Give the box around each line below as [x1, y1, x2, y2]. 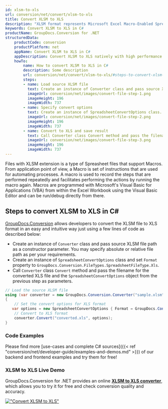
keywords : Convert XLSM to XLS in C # [5, 26, 84, 31]
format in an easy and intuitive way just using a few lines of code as [5, 226, 145, 232]
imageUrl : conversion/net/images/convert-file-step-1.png [27, 91, 151, 96]
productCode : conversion [14, 40, 66, 45]
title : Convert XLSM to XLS [5, 17, 64, 22]
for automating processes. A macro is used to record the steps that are [5, 171, 151, 177]
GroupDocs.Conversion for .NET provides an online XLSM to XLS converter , [5, 378, 162, 384]
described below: [5, 231, 41, 237]
